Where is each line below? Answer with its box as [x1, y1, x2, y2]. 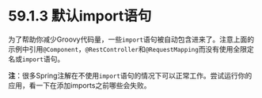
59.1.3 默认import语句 [8, 7, 152, 25]
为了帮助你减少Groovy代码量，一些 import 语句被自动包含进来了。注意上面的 [8, 34, 255, 44]
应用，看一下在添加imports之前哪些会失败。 [8, 80, 151, 90]
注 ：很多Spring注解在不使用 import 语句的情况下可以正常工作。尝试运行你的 [8, 71, 253, 80]
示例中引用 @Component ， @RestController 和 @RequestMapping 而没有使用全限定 [8, 44, 255, 53]
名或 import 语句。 [8, 54, 65, 64]
